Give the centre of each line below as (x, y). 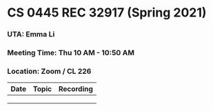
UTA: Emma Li (31, 34)
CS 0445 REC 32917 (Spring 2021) (107, 13)
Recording (75, 89)
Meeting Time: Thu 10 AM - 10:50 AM (71, 53)
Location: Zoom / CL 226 (49, 71)
